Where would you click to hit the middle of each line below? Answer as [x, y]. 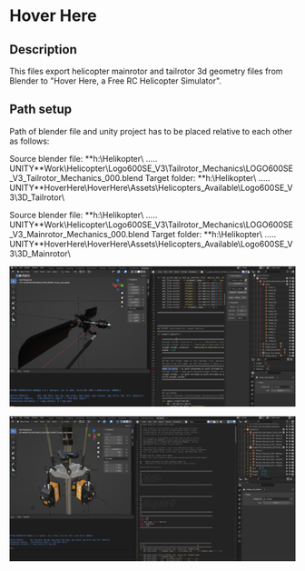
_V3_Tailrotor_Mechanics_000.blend [76, 177]
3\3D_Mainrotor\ [40, 253]
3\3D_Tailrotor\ [37, 197]
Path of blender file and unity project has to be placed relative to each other [151, 131]
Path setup [41, 110]
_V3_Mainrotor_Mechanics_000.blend [79, 234]
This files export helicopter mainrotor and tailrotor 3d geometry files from [146, 71]
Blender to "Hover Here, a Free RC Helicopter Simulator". [116, 81]
